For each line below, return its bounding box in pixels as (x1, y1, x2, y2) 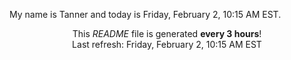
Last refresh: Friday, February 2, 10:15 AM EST (72, 39, 262, 50)
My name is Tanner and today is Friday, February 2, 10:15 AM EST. (9, 9, 282, 20)
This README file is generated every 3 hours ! (72, 28, 262, 39)
